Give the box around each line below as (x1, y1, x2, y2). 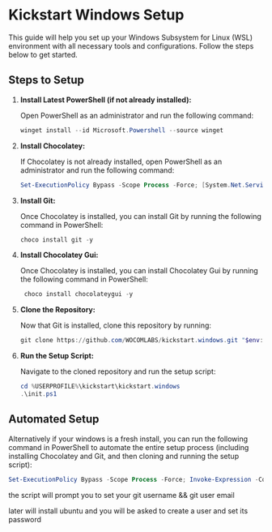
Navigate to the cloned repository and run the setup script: (19, 367, 216, 376)
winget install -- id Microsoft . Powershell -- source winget (19, 126, 224, 135)
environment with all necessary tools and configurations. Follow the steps (8, 41, 254, 50)
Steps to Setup (8, 73, 85, 87)
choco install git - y (19, 235, 93, 244)
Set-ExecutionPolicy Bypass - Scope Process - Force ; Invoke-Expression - (8, 475, 259, 483)
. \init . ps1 (19, 390, 57, 398)
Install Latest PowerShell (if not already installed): (19, 95, 192, 105)
